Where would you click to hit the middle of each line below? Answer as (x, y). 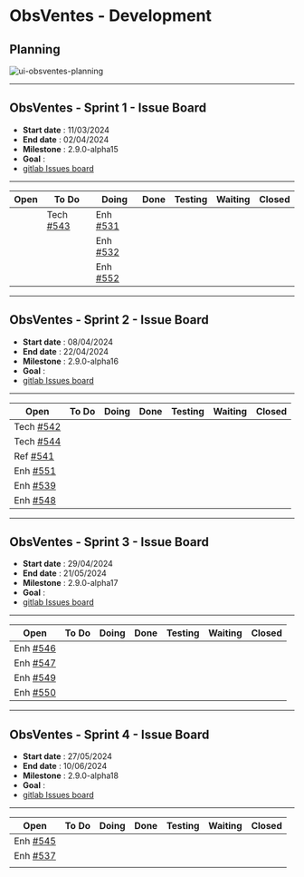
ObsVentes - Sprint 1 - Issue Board (108, 108)
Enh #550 (35, 693)
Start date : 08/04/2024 (68, 342)
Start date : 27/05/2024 (67, 756)
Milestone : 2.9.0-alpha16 (71, 361)
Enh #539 (35, 485)
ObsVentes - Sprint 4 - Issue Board (109, 734)
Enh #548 (35, 500)
